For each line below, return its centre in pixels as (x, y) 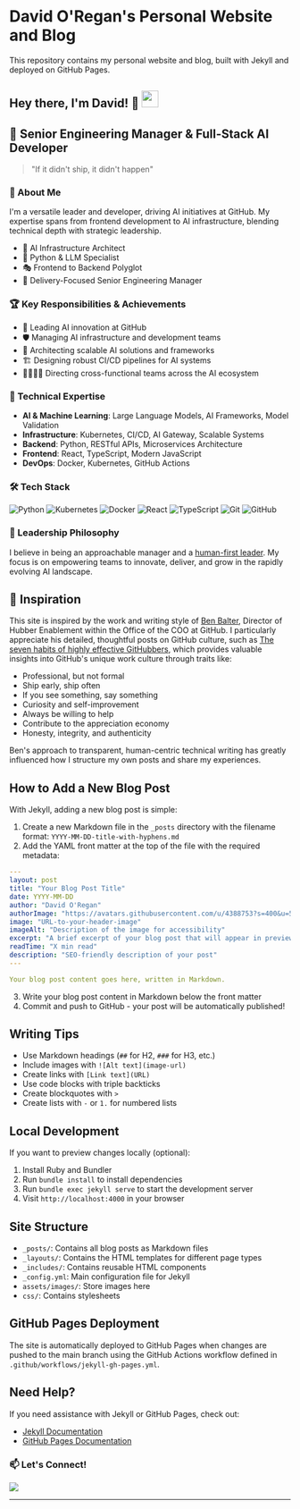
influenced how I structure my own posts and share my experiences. (135, 760)
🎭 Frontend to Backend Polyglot (82, 268)
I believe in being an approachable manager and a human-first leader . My (144, 552)
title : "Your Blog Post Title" (67, 889)
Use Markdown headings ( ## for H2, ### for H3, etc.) (119, 1056)
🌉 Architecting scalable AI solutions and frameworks (118, 350)
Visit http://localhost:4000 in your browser (103, 1199)
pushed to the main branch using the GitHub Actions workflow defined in (143, 1354)
